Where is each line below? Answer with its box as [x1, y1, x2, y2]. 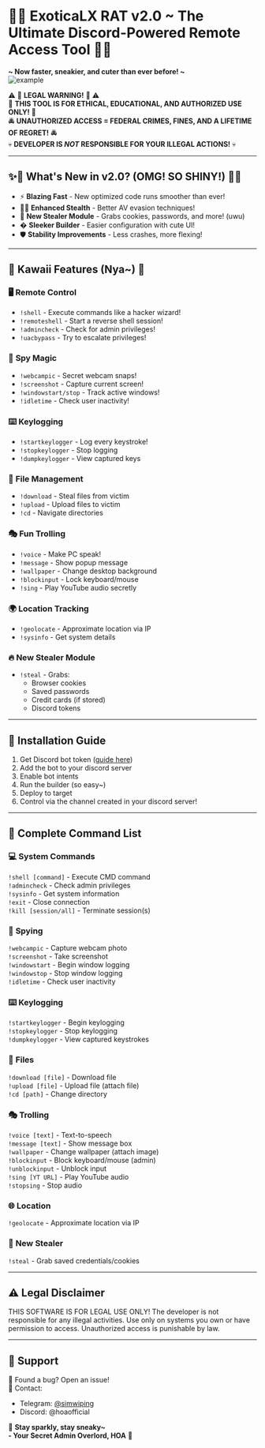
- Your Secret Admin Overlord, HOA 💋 [8, 1431, 132, 1440]
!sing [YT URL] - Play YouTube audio [8, 1172, 129, 1181]
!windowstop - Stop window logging [8, 969, 123, 978]
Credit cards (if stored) [31, 695, 106, 705]
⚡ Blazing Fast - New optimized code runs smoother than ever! [19, 191, 226, 201]
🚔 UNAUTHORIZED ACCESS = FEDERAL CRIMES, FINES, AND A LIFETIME [8, 116, 252, 126]
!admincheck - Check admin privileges [8, 880, 131, 890]
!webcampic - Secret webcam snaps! [19, 370, 137, 380]
